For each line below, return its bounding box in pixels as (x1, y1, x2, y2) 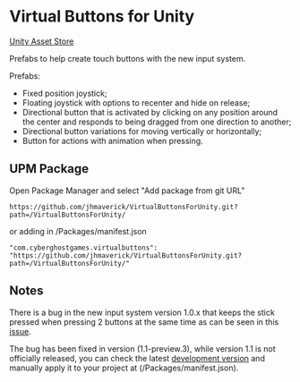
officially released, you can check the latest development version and (9, 352, 266, 363)
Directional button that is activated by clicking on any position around (21, 106, 279, 117)
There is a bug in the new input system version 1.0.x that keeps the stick (9, 307, 275, 318)
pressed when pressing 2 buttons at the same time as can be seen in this (9, 316, 279, 327)
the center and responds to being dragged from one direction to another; (21, 116, 292, 127)
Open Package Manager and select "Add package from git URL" (9, 185, 245, 196)
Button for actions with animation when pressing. (21, 135, 203, 146)
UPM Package (9, 161, 90, 176)
